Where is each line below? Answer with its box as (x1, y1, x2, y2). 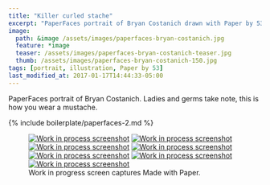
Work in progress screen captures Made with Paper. (28, 167, 201, 177)
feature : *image (15, 42, 70, 50)
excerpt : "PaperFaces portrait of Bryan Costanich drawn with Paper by (8, 19, 253, 27)
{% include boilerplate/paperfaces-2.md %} (8, 117, 154, 127)
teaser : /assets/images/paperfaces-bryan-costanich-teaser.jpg (15, 49, 231, 57)
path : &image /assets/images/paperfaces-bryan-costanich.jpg (15, 34, 225, 43)
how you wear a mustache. (8, 102, 98, 112)
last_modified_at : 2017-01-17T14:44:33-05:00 (8, 72, 163, 80)
